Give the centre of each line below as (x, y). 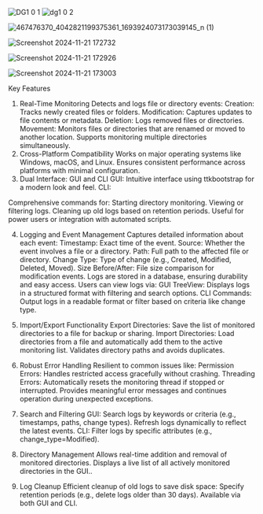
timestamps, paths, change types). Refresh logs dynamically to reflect (133, 422)
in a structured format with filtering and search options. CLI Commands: (136, 293)
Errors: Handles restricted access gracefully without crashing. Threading (137, 373)
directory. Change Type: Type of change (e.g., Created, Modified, (125, 259)
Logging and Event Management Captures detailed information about (131, 235)
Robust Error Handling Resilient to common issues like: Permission (126, 365)
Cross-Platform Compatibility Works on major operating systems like (130, 154)
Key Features (29, 88)
